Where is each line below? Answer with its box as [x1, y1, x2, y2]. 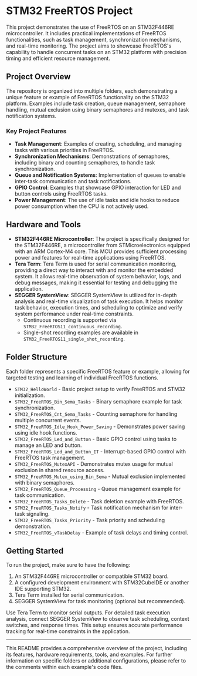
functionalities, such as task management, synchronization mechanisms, [6, 36, 182, 43]
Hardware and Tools [6, 220, 81, 230]
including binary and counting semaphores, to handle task [14, 159, 155, 166]
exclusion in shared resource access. [14, 466, 105, 473]
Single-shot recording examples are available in [23, 329, 139, 336]
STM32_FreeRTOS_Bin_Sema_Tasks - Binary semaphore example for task [14, 398, 182, 405]
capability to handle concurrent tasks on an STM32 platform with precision [6, 48, 187, 55]
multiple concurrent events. [14, 416, 81, 423]
